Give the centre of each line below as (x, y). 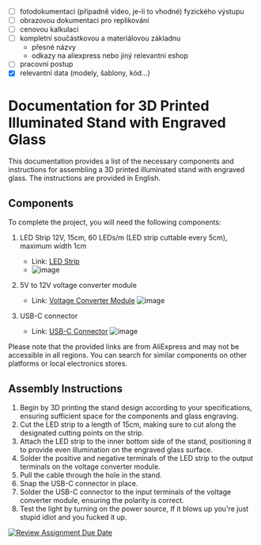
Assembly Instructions (65, 388)
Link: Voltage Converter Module (83, 301)
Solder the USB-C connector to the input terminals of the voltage (125, 492)
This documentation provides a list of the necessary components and (121, 161)
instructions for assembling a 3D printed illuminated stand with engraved (127, 170)
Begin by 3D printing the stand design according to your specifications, (136, 407)
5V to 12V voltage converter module (78, 286)
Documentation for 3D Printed (109, 106)
